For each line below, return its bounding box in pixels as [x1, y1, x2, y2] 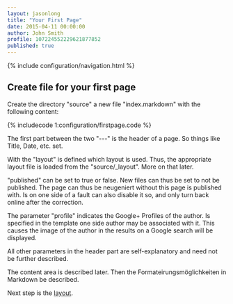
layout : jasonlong [7, 10, 61, 17]
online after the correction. [7, 198, 83, 206]
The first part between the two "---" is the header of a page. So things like [7, 134, 220, 142]
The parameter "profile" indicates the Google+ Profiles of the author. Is [7, 211, 211, 219]
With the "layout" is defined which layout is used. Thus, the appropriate [7, 155, 212, 163]
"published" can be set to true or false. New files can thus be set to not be [7, 176, 220, 184]
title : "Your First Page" [7, 17, 82, 24]
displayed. [7, 233, 37, 242]
